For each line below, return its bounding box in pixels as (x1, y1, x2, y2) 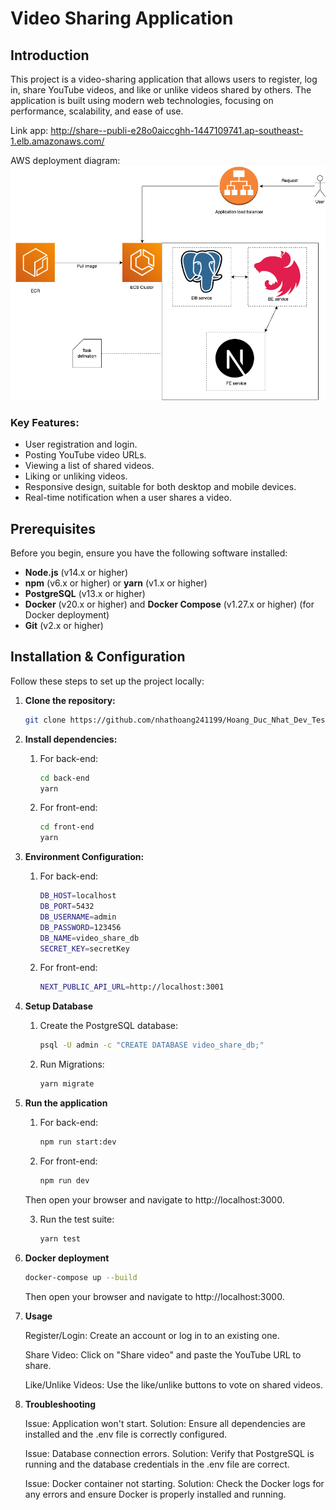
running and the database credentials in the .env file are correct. (24, 1458, 290, 1470)
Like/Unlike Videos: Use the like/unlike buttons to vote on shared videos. (24, 1378, 324, 1391)
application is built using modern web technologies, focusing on (10, 95, 274, 106)
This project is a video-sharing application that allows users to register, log (10, 73, 318, 85)
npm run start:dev (39, 1137, 117, 1147)
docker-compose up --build (24, 1272, 138, 1282)
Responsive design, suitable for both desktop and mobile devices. (24, 481, 297, 493)
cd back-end (39, 773, 90, 783)
